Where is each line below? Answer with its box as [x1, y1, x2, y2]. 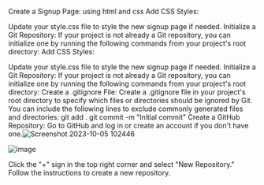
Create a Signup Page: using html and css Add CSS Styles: [8, 7, 199, 16]
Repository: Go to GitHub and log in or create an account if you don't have [8, 121, 249, 130]
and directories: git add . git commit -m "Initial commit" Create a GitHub [8, 113, 240, 121]
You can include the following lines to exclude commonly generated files [8, 104, 244, 113]
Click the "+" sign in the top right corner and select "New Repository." [8, 160, 235, 168]
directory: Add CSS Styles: [8, 47, 95, 56]
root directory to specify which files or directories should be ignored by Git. [8, 96, 253, 105]
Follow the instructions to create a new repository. [8, 168, 171, 177]
